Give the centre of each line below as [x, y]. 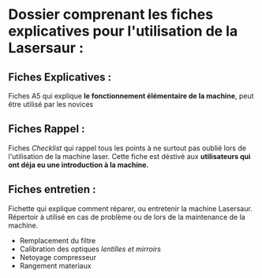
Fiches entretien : [52, 189]
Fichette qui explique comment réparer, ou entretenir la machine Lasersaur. [130, 208]
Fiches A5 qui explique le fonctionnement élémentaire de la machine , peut [131, 96]
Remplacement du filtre [58, 240]
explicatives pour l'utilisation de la [123, 31]
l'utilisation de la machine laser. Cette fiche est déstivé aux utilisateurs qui [129, 156]
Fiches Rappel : [47, 129]
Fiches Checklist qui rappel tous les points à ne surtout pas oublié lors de [127, 148]
